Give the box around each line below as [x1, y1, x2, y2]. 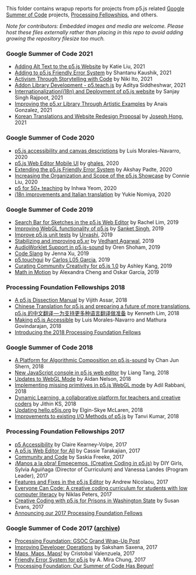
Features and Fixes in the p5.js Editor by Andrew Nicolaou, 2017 [14, 478, 169, 485]
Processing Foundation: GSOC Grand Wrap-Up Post [14, 537, 140, 544]
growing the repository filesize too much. [6, 35, 105, 42]
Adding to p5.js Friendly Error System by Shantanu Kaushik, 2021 [14, 69, 171, 76]
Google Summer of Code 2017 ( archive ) [6, 524, 121, 532]
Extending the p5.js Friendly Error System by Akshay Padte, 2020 [14, 165, 173, 172]
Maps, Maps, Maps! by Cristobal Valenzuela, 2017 [14, 550, 135, 557]
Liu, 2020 [14, 178, 38, 185]
